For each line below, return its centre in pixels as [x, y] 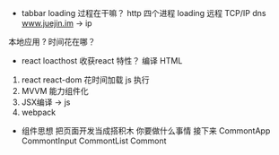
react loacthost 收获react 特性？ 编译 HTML [102, 60]
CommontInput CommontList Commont [94, 141]
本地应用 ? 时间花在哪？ [52, 42]
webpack [38, 112]
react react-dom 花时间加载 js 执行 [85, 80]
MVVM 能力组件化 [55, 91]
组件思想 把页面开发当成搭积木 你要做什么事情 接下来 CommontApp [146, 131]
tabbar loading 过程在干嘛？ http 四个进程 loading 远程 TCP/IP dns [144, 13]
